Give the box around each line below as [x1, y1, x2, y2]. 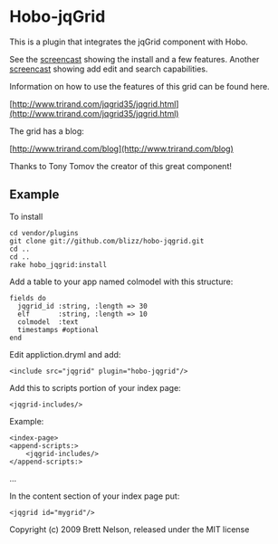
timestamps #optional [17, 325, 100, 334]
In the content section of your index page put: [9, 491, 180, 501]
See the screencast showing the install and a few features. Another [9, 53, 260, 64]
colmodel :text [17, 317, 79, 327]
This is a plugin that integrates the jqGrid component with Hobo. [9, 36, 249, 47]
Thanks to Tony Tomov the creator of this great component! [9, 160, 233, 171]
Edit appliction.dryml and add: [9, 348, 121, 359]
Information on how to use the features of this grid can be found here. [9, 81, 270, 91]
